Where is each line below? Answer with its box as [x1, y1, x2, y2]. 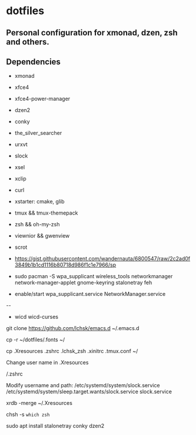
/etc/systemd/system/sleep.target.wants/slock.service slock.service [6, 388, 172, 396]
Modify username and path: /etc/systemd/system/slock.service [6, 382, 160, 389]
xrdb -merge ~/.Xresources [6, 400, 72, 407]
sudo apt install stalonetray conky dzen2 [6, 423, 105, 430]
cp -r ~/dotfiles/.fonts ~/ [6, 336, 65, 343]
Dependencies [6, 57, 61, 67]
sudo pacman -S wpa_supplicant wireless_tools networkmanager [14, 273, 173, 280]
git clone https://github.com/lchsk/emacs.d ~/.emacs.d [6, 325, 139, 332]
